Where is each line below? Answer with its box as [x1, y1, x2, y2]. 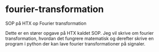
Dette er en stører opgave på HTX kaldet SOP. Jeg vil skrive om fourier [5, 30, 154, 36]
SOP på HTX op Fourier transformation [5, 20, 87, 26]
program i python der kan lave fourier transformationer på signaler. [5, 40, 146, 46]
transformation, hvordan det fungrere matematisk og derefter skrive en [5, 35, 154, 41]
